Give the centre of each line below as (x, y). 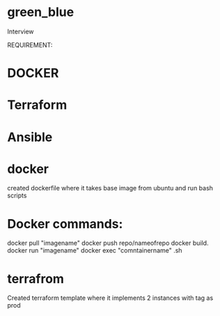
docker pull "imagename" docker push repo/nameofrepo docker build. (108, 243)
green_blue (41, 12)
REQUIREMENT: (30, 45)
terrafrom (36, 279)
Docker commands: (65, 224)
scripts (17, 195)
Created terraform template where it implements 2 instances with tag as (110, 298)
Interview (21, 31)
